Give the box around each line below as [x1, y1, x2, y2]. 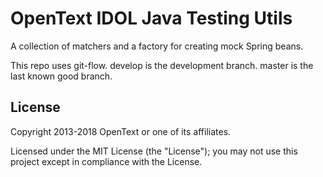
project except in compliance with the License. [10, 155, 203, 167]
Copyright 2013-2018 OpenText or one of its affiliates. [10, 125, 232, 137]
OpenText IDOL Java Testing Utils [10, 7, 293, 30]
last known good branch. [10, 70, 113, 82]
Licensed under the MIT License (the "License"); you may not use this [10, 145, 298, 157]
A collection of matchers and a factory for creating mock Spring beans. [10, 40, 304, 52]
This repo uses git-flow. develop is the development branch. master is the [10, 59, 314, 71]
